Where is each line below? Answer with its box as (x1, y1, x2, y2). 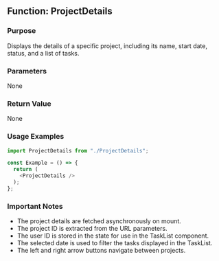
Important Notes (7, 201, 63, 211)
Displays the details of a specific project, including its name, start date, (7, 41, 208, 50)
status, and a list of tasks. (7, 49, 80, 57)
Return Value (7, 99, 51, 109)
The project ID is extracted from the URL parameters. (16, 225, 168, 233)
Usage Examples (7, 132, 65, 141)
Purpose (7, 26, 36, 36)
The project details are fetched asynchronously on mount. (16, 217, 182, 225)
